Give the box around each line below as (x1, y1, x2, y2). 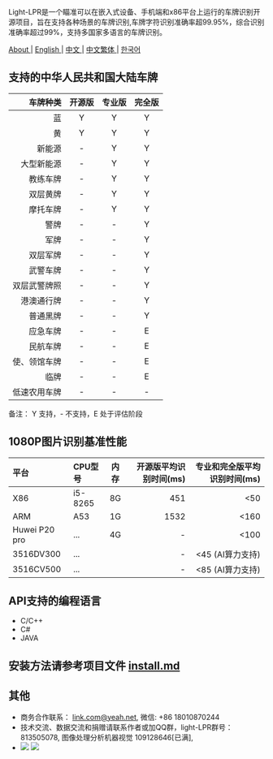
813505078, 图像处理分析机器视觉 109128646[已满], (19, 732, 193, 742)
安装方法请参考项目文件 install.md (8, 658, 180, 672)
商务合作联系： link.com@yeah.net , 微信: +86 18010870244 (19, 712, 220, 722)
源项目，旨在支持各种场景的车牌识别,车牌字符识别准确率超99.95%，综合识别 (8, 17, 265, 27)
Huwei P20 (12, 524, 55, 535)
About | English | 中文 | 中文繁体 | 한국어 (8, 45, 141, 54)
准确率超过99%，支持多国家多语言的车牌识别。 (8, 28, 167, 37)
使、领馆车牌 (12, 356, 63, 367)
